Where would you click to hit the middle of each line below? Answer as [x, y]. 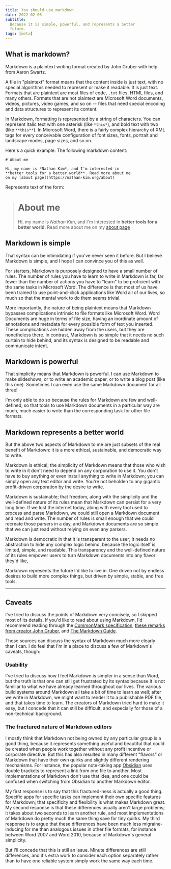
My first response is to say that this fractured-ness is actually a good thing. [84, 791]
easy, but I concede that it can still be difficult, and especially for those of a [84, 708]
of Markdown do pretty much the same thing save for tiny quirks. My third [83, 818]
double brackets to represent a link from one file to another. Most [74, 771]
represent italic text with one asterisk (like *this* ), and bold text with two [82, 124]
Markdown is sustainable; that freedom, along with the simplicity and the [81, 497]
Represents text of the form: [35, 187]
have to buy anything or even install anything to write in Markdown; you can [85, 476]
